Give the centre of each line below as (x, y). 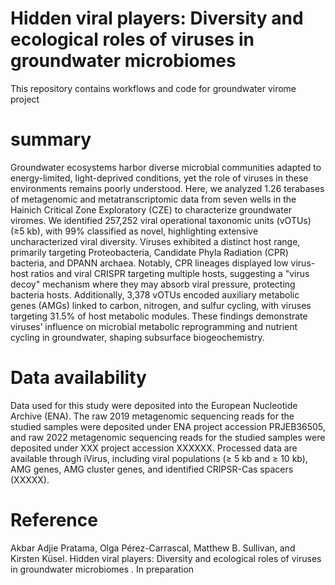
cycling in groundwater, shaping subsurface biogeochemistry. (137, 337)
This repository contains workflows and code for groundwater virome (153, 88)
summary (51, 139)
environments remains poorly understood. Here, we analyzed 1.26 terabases (167, 188)
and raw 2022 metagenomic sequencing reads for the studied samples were (168, 437)
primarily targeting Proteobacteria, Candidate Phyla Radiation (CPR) (149, 252)
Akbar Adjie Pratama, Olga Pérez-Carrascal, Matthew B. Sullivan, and (153, 548)
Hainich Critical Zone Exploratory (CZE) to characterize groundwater (151, 209)
